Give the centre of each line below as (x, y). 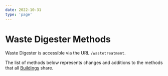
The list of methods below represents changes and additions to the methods (84, 62)
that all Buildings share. (29, 68)
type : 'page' (19, 14)
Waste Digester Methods (58, 39)
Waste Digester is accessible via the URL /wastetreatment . (66, 53)
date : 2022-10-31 (23, 10)
